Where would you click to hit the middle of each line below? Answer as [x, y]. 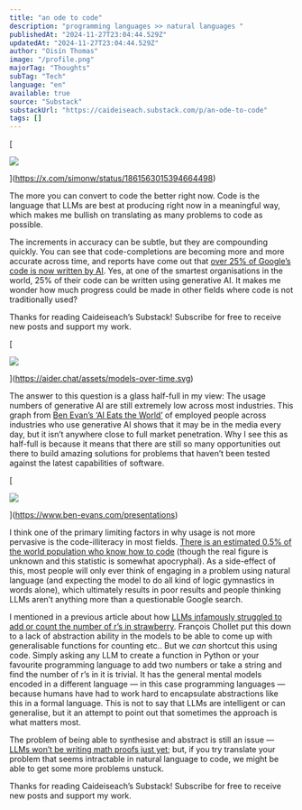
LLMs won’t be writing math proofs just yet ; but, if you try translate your [142, 750]
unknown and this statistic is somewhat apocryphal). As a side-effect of [143, 561]
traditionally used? [44, 299]
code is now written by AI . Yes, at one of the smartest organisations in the [146, 271]
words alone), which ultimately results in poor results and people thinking [145, 590]
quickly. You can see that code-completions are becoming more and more [147, 252]
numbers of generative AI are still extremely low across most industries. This [151, 406]
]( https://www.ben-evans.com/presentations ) [94, 515]
